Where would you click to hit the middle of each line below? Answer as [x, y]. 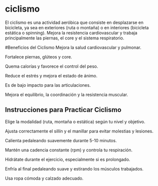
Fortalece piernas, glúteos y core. [39, 56]
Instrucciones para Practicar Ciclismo [63, 110]
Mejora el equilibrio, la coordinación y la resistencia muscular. [67, 94]
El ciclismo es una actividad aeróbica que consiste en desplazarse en [74, 22]
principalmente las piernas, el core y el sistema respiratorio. [65, 38]
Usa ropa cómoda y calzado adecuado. [44, 178]
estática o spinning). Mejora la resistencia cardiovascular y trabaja [71, 33]
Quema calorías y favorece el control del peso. [52, 66]
